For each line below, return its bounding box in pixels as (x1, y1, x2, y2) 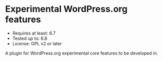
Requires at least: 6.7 (12, 30, 56, 36)
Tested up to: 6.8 (12, 35, 47, 41)
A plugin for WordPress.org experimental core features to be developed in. (5, 50, 159, 56)
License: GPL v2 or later (12, 40, 62, 46)
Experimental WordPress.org (5, 3, 128, 15)
